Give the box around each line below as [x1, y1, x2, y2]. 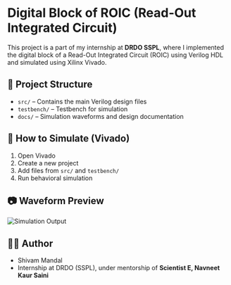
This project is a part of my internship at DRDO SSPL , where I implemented [7, 43, 224, 51]
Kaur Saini [17, 271, 49, 279]
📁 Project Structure [7, 79, 93, 91]
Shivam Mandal [17, 256, 63, 265]
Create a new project [17, 158, 79, 167]
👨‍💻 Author [7, 237, 54, 249]
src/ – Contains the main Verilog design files [17, 97, 147, 106]
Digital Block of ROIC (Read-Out [7, 5, 196, 21]
